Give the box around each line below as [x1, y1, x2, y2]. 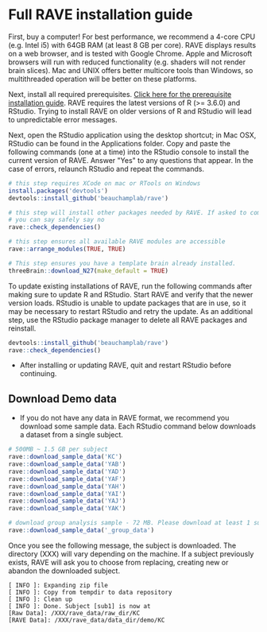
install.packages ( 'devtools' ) [8, 187, 109, 195]
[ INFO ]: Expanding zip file [8, 581, 109, 589]
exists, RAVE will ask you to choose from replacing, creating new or [8, 557, 229, 567]
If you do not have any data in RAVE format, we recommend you [19, 413, 230, 423]
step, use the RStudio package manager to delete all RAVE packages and [8, 315, 248, 324]
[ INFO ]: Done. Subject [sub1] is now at [8, 602, 151, 610]
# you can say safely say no [8, 216, 105, 224]
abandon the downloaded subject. [8, 566, 121, 576]
